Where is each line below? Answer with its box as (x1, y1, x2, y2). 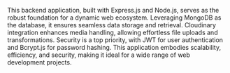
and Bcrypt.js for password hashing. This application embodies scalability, (7, 44, 222, 51)
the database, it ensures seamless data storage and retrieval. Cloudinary (7, 21, 217, 29)
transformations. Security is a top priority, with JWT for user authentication (7, 36, 224, 44)
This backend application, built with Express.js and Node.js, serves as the (7, 6, 220, 14)
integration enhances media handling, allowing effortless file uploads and (7, 28, 218, 36)
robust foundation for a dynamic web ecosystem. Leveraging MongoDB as (7, 13, 222, 22)
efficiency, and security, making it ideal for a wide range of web (7, 51, 191, 59)
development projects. (7, 58, 72, 66)
